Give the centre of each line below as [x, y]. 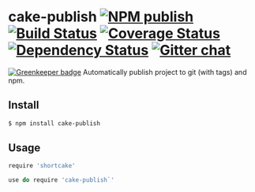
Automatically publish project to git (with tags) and [165, 72]
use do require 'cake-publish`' [61, 180]
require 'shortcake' [42, 166]
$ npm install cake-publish [54, 123]
